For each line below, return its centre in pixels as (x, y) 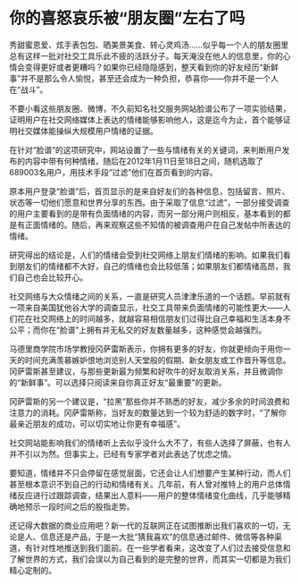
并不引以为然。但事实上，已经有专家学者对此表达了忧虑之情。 (123, 453)
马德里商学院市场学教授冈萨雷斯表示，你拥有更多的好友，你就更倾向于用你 (146, 349)
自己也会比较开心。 (52, 277)
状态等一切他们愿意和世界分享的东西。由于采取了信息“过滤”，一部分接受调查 (150, 202)
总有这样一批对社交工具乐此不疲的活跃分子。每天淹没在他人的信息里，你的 (146, 55)
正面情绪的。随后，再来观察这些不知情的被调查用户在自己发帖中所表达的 (158, 224)
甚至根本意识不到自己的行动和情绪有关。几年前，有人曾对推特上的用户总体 (146, 484)
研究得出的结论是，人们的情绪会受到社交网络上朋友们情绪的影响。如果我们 (146, 255)
